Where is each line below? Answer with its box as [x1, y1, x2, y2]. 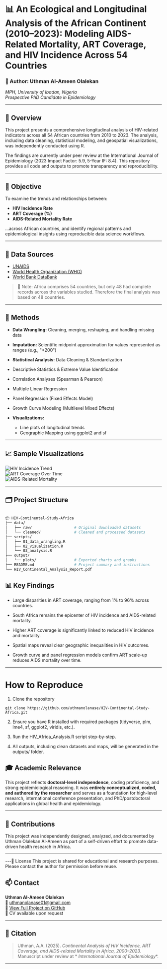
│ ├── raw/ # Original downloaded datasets [5, 525, 141, 530]
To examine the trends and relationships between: [5, 195, 108, 202]
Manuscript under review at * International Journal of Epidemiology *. [17, 953, 159, 959]
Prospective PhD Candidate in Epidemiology [5, 94, 96, 100]
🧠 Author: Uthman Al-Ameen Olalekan [5, 78, 99, 85]
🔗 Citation [5, 930, 36, 938]
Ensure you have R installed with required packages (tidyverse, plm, [12, 719, 152, 725]
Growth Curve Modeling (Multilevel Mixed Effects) [12, 405, 115, 411]
